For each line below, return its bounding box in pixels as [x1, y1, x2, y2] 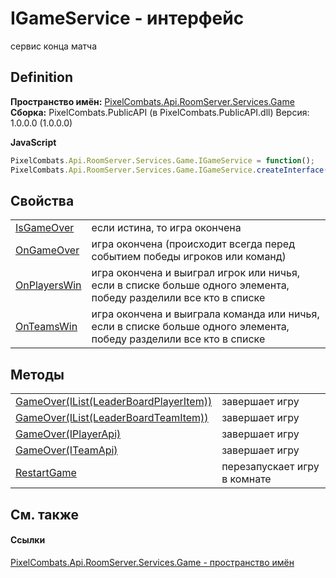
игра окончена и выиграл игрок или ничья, [91, 266, 301, 280]
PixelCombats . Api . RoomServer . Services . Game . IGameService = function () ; [10, 155, 315, 166]
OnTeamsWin [15, 320, 78, 334]
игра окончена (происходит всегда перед [91, 237, 295, 251]
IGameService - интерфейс [10, 7, 245, 30]
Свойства [10, 192, 75, 209]
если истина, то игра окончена [91, 221, 242, 235]
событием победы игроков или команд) [91, 250, 287, 264]
